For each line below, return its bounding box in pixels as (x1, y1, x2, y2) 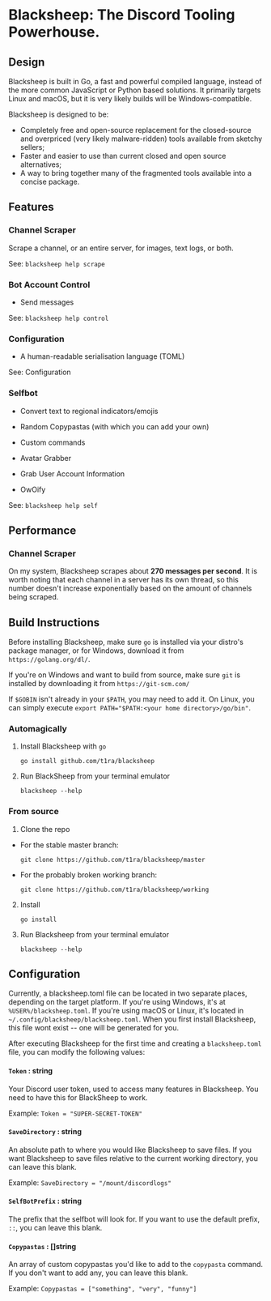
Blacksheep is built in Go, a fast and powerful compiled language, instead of (8, 77, 262, 86)
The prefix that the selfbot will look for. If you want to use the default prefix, (8, 1214, 260, 1224)
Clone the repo (19, 824, 70, 834)
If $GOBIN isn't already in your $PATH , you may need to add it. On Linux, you (8, 694, 255, 704)
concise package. (19, 177, 80, 186)
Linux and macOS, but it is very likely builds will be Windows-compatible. (8, 94, 252, 103)
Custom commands (19, 437, 86, 447)
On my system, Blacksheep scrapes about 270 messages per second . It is (8, 566, 257, 576)
